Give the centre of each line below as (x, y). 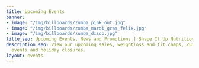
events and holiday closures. (49, 50)
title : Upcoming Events (36, 12)
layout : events (25, 56)
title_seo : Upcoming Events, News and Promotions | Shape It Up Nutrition (100, 39)
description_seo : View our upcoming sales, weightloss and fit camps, (95, 45)
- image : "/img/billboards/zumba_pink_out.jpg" (66, 22)
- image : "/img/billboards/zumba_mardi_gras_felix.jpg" (76, 28)
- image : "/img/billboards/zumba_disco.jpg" (62, 34)
